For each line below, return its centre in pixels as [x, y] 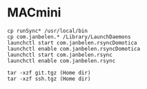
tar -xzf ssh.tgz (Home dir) [49, 79]
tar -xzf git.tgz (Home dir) [49, 73]
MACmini [34, 13]
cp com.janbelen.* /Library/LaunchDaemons [69, 37]
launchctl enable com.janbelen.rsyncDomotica [73, 49]
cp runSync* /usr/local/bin [48, 31]
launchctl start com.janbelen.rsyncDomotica [72, 42]
